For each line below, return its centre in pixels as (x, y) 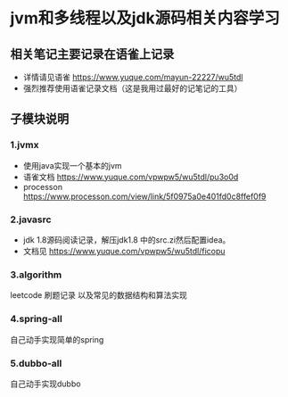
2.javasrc (31, 219)
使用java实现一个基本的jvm (73, 165)
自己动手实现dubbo (45, 384)
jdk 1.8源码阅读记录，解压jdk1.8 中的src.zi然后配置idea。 (127, 240)
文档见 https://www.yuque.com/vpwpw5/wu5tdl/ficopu (124, 251)
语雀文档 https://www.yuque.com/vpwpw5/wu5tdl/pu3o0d (131, 177)
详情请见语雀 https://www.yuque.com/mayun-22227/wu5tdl (133, 77)
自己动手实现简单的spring (57, 339)
